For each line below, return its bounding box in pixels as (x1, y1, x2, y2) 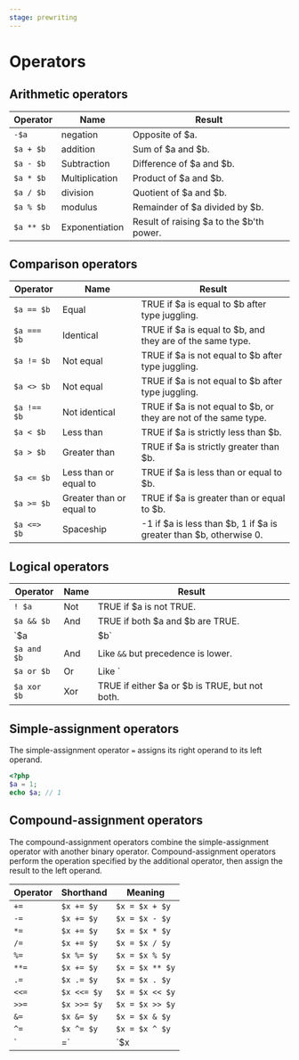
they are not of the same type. (141, 412, 267, 424)
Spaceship (61, 523, 107, 536)
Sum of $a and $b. (132, 143, 211, 155)
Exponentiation (61, 220, 125, 233)
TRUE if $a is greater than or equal (141, 492, 286, 505)
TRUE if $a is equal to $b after (141, 298, 267, 310)
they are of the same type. (141, 335, 251, 348)
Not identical (61, 407, 116, 419)
